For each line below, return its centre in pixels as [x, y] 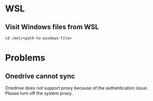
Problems [25, 58]
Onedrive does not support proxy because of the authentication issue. [77, 88]
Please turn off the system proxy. [39, 93]
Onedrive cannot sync [40, 76]
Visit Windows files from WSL [52, 27]
